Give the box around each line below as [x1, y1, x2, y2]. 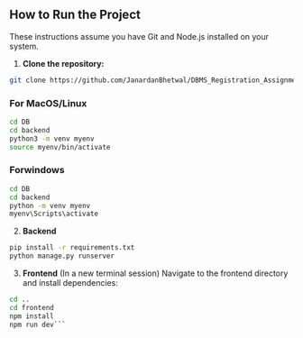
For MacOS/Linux [9, 96, 87, 109]
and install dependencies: [22, 278, 119, 288]
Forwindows [9, 164, 65, 177]
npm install [9, 311, 54, 321]
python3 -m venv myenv [9, 134, 95, 143]
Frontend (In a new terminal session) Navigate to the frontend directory [22, 268, 289, 279]
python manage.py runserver [9, 251, 115, 260]
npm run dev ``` [9, 320, 67, 329]
